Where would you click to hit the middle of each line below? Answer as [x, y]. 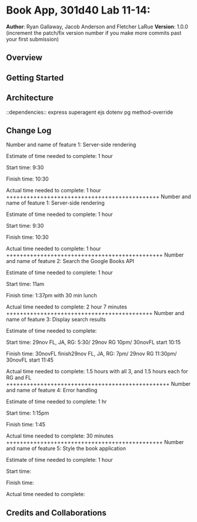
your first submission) [33, 39]
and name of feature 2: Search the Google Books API [70, 261]
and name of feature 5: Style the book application [66, 448]
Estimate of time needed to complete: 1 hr [56, 402]
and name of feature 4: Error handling [52, 390]
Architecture [30, 98]
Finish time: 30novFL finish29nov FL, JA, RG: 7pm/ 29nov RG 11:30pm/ [92, 354]
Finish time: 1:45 [26, 425]
